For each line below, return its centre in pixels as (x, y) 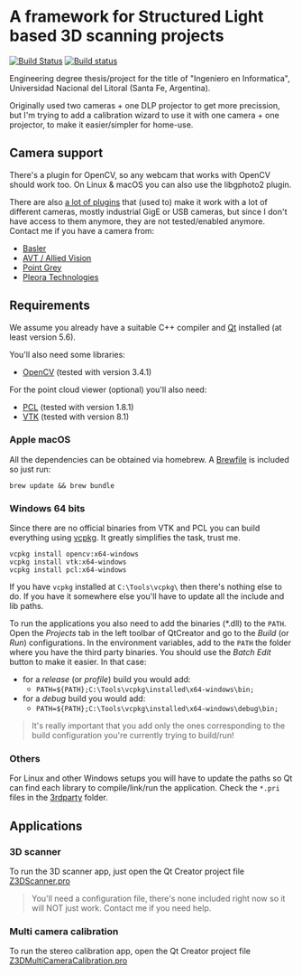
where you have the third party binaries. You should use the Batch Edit (141, 652)
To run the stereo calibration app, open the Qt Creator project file (130, 952)
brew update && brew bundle (62, 485)
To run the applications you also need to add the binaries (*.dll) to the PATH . (148, 623)
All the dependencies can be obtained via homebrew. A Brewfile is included (150, 459)
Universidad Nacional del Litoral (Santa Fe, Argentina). (110, 88)
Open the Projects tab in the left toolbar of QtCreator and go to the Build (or (149, 633)
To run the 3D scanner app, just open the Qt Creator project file (127, 872)
